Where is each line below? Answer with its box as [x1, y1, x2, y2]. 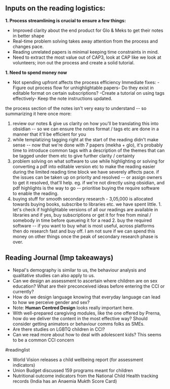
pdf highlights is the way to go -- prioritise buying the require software [12, 185, 160, 191]
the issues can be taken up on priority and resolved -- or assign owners [12, 174, 162, 180]
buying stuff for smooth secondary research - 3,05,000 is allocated [12, 196, 153, 202]
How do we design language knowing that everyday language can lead [12, 294, 161, 300]
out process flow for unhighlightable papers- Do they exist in [27, 85, 154, 91]
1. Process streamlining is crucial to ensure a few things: [5, 17, 126, 23]
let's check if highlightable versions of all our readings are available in [12, 206, 158, 212]
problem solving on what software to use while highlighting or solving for [12, 158, 165, 164]
